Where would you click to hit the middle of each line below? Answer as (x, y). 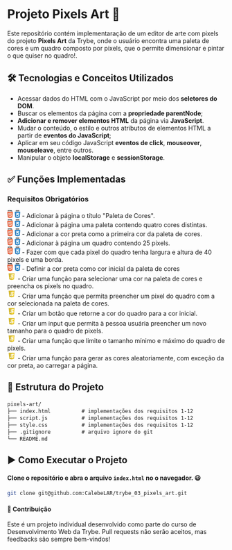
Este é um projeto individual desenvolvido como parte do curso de (102, 524)
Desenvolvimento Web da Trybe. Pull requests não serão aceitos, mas (107, 532)
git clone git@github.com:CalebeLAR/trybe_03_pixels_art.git (97, 493)
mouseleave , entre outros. (55, 150)
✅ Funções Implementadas (66, 180)
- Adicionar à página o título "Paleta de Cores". (88, 216)
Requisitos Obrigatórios (48, 199)
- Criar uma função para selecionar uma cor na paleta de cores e (110, 278)
